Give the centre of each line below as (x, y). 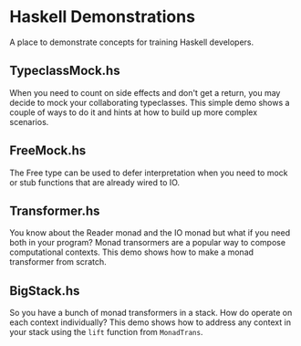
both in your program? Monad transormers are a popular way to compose (147, 243)
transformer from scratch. (58, 262)
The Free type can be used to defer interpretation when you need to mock (149, 173)
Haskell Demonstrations (103, 17)
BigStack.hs (45, 291)
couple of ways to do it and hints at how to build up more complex (134, 112)
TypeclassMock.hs (65, 71)
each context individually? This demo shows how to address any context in (150, 322)
